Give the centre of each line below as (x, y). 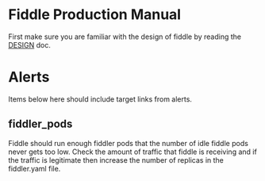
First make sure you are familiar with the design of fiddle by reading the (125, 37)
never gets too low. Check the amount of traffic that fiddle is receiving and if (133, 152)
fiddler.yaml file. (35, 168)
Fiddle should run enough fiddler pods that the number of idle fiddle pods (128, 143)
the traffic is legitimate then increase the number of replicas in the (116, 160)
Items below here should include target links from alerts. (100, 99)
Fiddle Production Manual (94, 15)
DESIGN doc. (30, 44)
